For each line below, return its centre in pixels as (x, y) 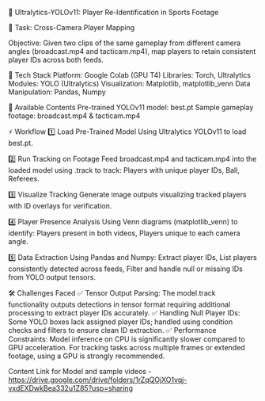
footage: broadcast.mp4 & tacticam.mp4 (74, 116)
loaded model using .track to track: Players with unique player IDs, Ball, (124, 170)
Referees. (24, 179)
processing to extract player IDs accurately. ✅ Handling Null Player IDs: (124, 313)
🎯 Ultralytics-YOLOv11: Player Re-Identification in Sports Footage (114, 12)
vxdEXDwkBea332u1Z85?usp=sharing (70, 388)
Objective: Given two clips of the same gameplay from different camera (125, 43)
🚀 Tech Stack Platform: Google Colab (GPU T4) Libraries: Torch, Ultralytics (130, 75)
